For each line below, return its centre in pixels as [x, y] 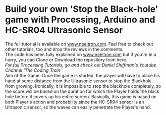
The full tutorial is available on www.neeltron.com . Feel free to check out [79, 44]
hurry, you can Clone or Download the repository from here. [66, 59]
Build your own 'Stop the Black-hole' [82, 9]
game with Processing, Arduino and [80, 20]
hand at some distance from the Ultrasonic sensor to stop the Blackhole [79, 81]
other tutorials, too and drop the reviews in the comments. [64, 49]
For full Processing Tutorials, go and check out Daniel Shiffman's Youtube [81, 65]
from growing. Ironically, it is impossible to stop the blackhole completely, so [83, 86]
